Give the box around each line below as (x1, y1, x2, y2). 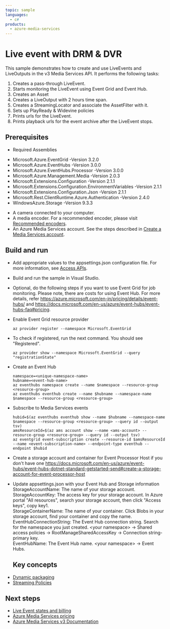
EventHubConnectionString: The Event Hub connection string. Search (12, 518, 159, 525)
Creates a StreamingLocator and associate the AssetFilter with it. (12, 102, 149, 108)
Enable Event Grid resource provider (12, 316, 89, 322)
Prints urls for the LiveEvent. (12, 113, 72, 119)
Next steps (5, 594, 41, 603)
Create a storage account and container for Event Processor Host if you (12, 454, 163, 461)
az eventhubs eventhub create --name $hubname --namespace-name (12, 391, 152, 396)
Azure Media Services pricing (12, 613, 75, 619)
